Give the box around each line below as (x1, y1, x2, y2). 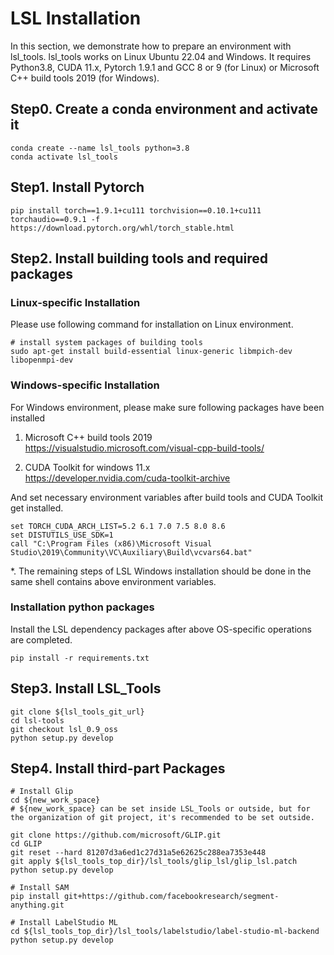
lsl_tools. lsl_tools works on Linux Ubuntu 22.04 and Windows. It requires (10, 50, 312, 62)
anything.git (10, 900, 65, 911)
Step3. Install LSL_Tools (10, 680, 162, 697)
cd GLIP (10, 839, 43, 849)
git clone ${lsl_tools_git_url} (10, 707, 145, 717)
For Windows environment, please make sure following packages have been (10, 401, 325, 413)
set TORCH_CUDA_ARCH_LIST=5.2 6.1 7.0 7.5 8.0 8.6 (10, 521, 226, 531)
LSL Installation (10, 7, 142, 30)
